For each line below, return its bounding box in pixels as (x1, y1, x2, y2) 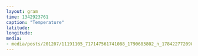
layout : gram (6, 8, 38, 15)
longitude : (6, 30, 33, 36)
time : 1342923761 (6, 14, 49, 20)
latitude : (6, 24, 31, 31)
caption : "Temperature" (6, 19, 65, 25)
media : (6, 36, 22, 41)
